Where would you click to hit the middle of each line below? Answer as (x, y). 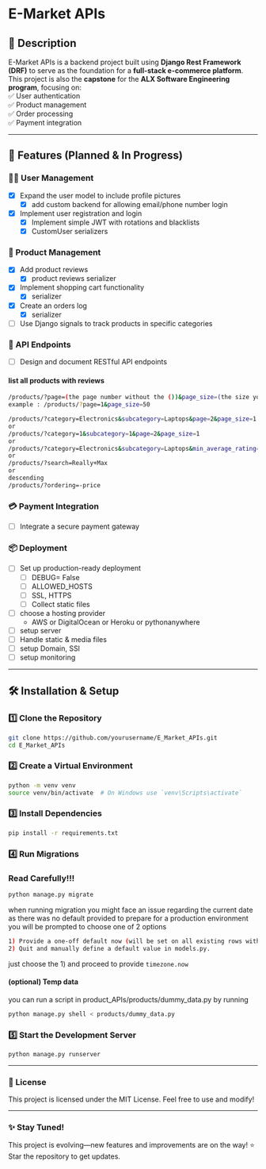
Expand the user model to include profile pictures (100, 195)
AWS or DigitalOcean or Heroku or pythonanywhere (116, 622)
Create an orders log (53, 306)
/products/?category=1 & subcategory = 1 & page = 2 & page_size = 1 (104, 433)
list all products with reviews (57, 380)
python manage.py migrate (51, 894)
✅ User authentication (44, 96)
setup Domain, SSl (50, 648)
